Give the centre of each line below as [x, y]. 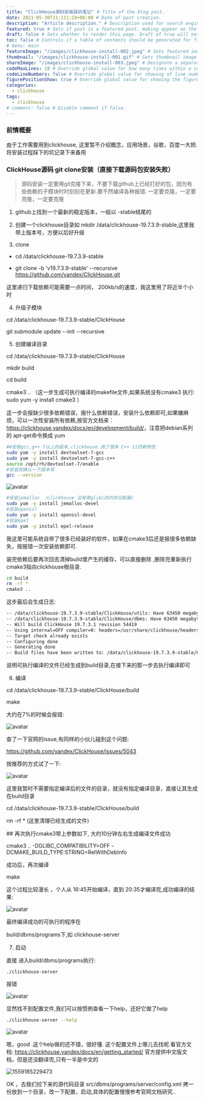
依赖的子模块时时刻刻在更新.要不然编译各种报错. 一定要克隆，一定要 [111, 191]
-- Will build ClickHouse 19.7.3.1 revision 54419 [72, 624]
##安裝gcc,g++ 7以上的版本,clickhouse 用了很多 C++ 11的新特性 [81, 447]
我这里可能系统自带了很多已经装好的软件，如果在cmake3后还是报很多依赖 [99, 539]
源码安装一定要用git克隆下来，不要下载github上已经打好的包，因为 [104, 184]
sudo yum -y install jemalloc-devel [53, 504]
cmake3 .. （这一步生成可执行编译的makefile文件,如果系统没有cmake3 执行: [101, 392]
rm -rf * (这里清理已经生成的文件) [48, 821]
